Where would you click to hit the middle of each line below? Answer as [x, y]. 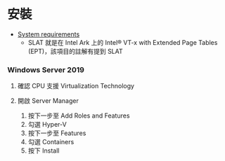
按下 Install [44, 150]
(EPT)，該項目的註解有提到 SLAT [75, 51]
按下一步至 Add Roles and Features [79, 115]
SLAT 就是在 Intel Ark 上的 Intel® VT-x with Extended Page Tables [123, 42]
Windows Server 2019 [46, 69]
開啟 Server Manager [48, 101]
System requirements [49, 34]
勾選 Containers [51, 142]
